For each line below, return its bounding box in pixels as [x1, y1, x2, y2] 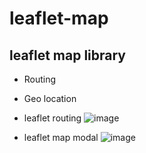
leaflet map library [9, 47, 126, 64]
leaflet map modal [23, 132, 99, 143]
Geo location [23, 93, 77, 104]
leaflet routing [23, 112, 82, 124]
